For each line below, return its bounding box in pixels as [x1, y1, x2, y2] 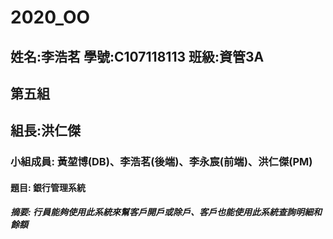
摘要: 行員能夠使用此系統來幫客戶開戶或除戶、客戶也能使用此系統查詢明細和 [10, 206, 322, 218]
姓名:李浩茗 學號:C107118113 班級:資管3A [10, 48, 265, 65]
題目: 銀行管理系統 [10, 181, 86, 193]
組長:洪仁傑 [10, 122, 82, 140]
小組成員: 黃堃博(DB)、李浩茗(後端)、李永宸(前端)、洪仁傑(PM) [10, 155, 313, 169]
